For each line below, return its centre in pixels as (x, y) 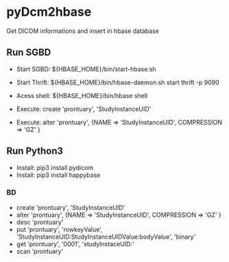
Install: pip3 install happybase (58, 175)
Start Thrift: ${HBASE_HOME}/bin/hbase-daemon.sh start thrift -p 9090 (118, 82)
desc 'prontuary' (40, 222)
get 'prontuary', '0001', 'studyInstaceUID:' (75, 243)
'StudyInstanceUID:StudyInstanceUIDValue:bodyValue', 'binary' (106, 237)
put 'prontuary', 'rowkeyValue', (60, 229)
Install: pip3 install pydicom (55, 167)
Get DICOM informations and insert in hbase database (83, 31)
